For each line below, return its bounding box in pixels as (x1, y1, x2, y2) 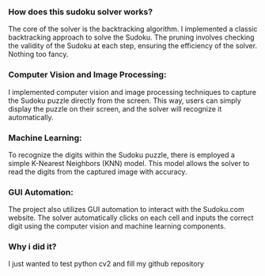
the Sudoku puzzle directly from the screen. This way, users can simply (8, 96, 241, 105)
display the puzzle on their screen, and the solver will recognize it (8, 104, 222, 113)
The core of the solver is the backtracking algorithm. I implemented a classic (8, 25, 258, 34)
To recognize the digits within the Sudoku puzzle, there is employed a (8, 149, 236, 160)
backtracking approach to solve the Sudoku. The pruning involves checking (8, 32, 255, 42)
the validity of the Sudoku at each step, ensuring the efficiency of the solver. (8, 41, 258, 51)
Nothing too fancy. (8, 50, 69, 59)
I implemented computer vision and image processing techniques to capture (8, 87, 257, 96)
